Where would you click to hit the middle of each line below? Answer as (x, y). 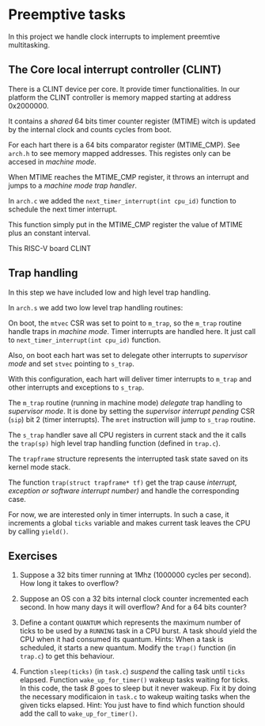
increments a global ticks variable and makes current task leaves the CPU (129, 523)
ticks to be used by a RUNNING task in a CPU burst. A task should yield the (138, 631)
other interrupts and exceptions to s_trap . (76, 387)
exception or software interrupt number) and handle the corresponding (124, 490)
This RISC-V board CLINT (50, 248)
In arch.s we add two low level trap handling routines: (96, 307)
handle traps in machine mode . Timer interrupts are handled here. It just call (132, 331)
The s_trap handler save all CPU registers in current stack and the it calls (127, 435)
